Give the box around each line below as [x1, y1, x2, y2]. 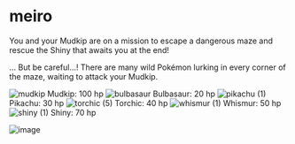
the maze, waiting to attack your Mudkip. [9, 71, 159, 81]
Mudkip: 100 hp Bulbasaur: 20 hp [47, 88, 215, 99]
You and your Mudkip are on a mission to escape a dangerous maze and [9, 35, 273, 46]
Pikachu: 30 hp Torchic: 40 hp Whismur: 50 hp [9, 97, 282, 108]
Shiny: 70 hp [50, 107, 97, 117]
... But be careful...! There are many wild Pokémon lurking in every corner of [9, 62, 286, 72]
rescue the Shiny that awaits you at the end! [9, 44, 170, 55]
